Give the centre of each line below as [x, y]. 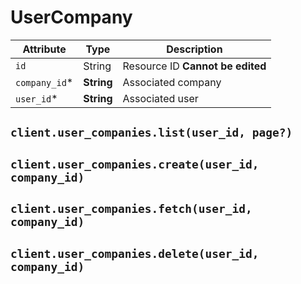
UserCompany [71, 17]
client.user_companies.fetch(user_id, [131, 209]
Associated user [160, 98]
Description [194, 49]
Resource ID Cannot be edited [194, 66]
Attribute [44, 49]
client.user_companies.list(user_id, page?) [151, 133]
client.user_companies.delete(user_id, [135, 253]
